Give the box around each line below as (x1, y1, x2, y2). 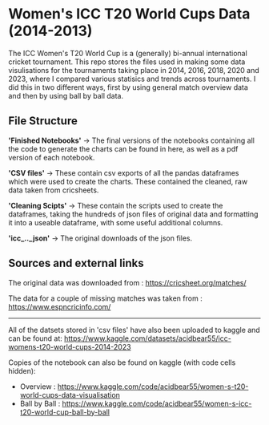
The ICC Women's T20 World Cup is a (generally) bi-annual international (8, 48, 248, 58)
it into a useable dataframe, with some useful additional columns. (8, 217, 223, 227)
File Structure (8, 114, 78, 128)
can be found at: (8, 334, 62, 343)
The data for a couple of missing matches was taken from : (8, 293, 203, 303)
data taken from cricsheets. (8, 185, 99, 195)
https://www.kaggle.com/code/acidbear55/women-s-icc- (62, 399, 252, 408)
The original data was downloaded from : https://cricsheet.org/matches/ (8, 277, 247, 287)
